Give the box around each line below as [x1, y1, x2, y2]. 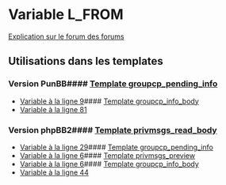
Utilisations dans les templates [8, 55, 164, 68]
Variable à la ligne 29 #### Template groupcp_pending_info [19, 142, 214, 152]
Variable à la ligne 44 [19, 168, 90, 177]
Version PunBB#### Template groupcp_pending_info [8, 78, 218, 89]
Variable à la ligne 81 [19, 104, 87, 114]
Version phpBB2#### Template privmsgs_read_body [8, 124, 217, 135]
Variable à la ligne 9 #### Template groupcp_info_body [19, 96, 200, 106]
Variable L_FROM [8, 6, 124, 24]
